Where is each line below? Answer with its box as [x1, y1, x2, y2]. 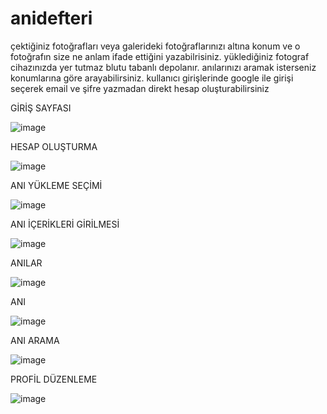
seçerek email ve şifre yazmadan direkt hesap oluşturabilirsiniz [10, 82, 270, 94]
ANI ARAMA [10, 334, 60, 346]
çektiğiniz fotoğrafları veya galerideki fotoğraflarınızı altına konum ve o [10, 40, 301, 52]
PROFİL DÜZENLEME [10, 373, 98, 385]
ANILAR [10, 257, 43, 269]
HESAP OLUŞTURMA [10, 140, 98, 152]
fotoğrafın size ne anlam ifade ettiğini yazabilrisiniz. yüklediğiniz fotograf [10, 50, 310, 62]
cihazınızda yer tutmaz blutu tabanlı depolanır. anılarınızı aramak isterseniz [10, 61, 317, 73]
